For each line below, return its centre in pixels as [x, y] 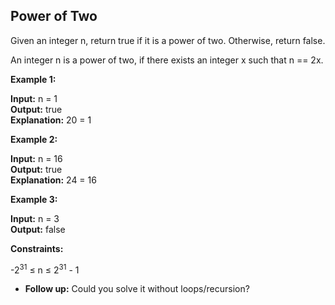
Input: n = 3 [35, 218]
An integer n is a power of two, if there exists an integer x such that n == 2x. [167, 60]
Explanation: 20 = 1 [51, 120]
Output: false [38, 229]
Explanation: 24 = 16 [53, 180]
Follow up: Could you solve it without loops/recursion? [137, 289]
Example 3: [34, 199]
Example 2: [34, 139]
